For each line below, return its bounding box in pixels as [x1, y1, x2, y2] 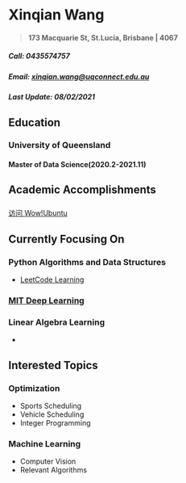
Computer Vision [19, 456, 76, 466]
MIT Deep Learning [8, 295, 85, 306]
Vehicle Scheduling [19, 409, 85, 419]
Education [8, 115, 61, 129]
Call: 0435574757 [8, 51, 70, 61]
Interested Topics [8, 358, 98, 372]
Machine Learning [8, 438, 81, 449]
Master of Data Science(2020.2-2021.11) [8, 160, 147, 170]
